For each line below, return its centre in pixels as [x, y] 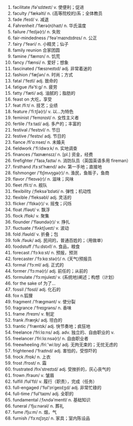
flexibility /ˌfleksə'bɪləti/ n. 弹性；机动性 [52, 191]
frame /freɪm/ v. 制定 [33, 314]
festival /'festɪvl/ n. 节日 [36, 130]
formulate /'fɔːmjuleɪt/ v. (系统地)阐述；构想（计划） [65, 277]
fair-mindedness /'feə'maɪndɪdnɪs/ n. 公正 [55, 38]
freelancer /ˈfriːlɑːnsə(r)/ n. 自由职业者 [50, 338]
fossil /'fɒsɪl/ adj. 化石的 [36, 289]
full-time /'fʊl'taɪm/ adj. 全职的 [43, 394]
